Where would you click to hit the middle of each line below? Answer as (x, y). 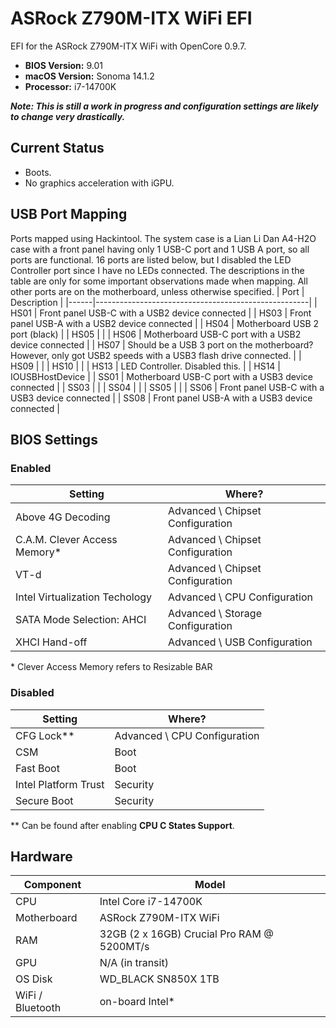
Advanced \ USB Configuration (240, 642)
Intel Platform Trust (60, 784)
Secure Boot (44, 800)
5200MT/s (124, 947)
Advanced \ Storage (214, 614)
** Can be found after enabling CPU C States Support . (122, 825)
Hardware (41, 856)
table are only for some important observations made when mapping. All (159, 281)
